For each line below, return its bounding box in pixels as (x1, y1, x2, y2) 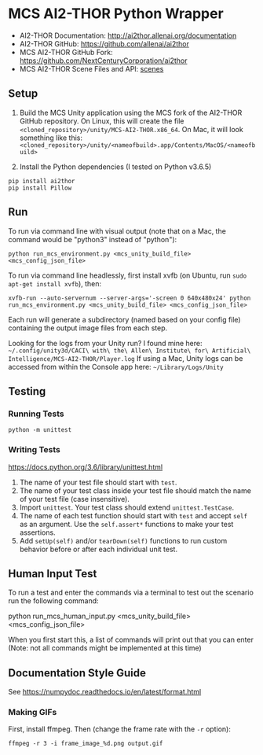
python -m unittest (8, 426, 72, 434)
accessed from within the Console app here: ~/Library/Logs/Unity (8, 362, 224, 371)
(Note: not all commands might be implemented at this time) (8, 643, 202, 653)
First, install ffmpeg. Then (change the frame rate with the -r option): (8, 724, 232, 734)
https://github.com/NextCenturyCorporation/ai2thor (19, 56, 188, 65)
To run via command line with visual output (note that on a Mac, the (8, 226, 226, 236)
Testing (8, 385, 46, 398)
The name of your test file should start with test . (19, 477, 177, 487)
